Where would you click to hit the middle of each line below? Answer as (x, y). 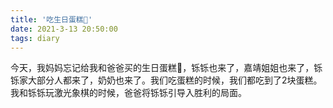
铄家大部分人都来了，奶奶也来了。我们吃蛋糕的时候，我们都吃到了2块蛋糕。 (166, 80)
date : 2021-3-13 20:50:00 (64, 29)
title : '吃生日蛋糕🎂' (51, 19)
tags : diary (35, 38)
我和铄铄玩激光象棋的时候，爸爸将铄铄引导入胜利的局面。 (128, 93)
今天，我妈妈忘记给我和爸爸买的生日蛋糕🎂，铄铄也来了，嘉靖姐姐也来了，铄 (166, 68)
